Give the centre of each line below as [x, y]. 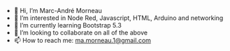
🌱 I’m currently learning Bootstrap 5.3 [68, 25]
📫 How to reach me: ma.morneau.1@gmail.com [82, 40]
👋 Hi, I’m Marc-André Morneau [58, 11]
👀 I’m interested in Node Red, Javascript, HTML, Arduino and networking [118, 18]
